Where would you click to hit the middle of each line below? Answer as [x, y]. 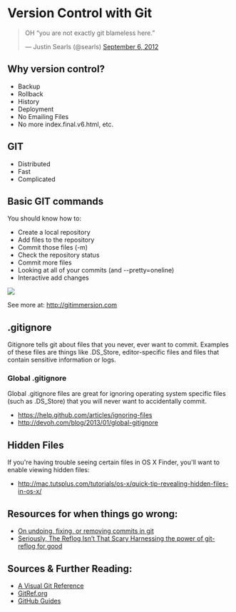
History [29, 101]
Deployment [36, 109]
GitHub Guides [39, 601]
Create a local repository [54, 233]
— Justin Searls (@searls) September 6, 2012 [92, 46]
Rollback [31, 93]
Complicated [36, 179]
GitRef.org [32, 593]
